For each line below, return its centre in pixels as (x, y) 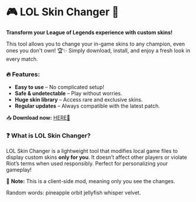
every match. (22, 59)
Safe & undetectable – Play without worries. (68, 93)
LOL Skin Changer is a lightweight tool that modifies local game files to (92, 151)
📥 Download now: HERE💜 (38, 118)
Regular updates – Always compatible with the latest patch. (87, 106)
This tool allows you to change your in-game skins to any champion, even (96, 44)
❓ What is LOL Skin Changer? (48, 136)
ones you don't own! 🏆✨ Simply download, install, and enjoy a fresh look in (98, 50)
